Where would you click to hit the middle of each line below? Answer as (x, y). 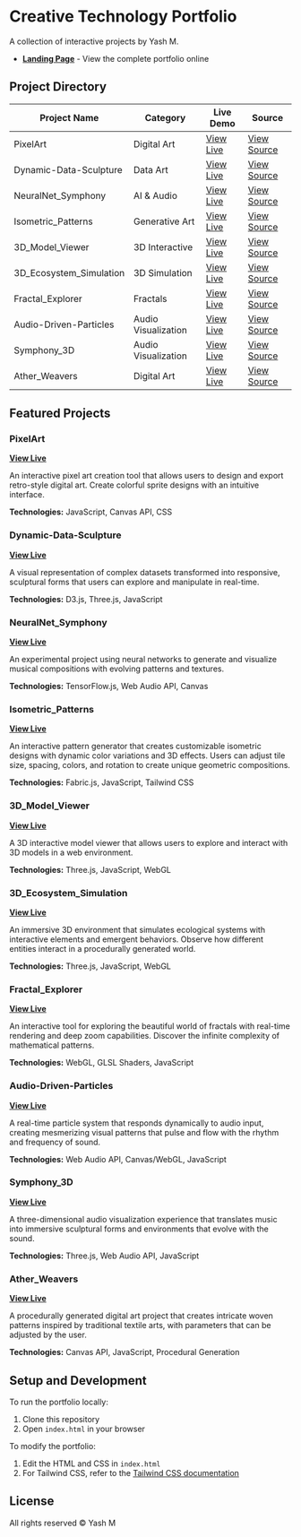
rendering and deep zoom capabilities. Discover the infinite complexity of (145, 1036)
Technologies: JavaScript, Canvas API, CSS (91, 512)
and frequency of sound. (55, 1142)
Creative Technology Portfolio (123, 17)
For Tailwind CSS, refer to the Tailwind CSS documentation (131, 1472)
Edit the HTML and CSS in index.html (91, 1464)
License (32, 1502)
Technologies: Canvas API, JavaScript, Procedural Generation (125, 1352)
